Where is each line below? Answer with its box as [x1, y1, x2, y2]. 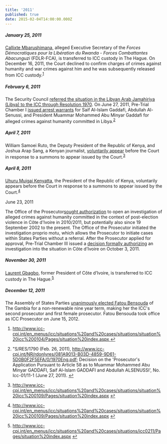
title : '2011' [5, 7, 35, 12]
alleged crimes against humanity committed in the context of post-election [5, 213, 159, 220]
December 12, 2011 [5, 287, 45, 293]
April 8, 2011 [5, 165, 31, 171]
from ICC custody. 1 [5, 71, 44, 78]
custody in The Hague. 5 [5, 275, 54, 282]
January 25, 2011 [5, 32, 42, 38]
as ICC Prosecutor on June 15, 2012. [5, 316, 80, 322]
